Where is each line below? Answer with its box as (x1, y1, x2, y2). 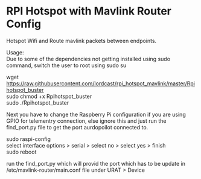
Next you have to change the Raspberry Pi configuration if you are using (6, 111, 186, 118)
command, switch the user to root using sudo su (6, 62, 127, 69)
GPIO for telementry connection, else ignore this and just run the (6, 117, 167, 125)
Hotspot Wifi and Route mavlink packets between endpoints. (6, 37, 157, 44)
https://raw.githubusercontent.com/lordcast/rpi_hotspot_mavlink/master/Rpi (6, 80, 195, 87)
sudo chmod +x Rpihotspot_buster (6, 93, 92, 100)
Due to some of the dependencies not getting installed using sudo (6, 55, 171, 62)
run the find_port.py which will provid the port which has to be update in (6, 160, 186, 167)
